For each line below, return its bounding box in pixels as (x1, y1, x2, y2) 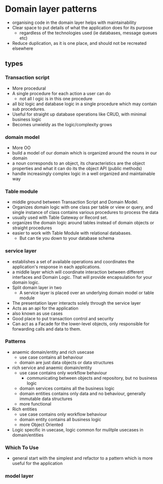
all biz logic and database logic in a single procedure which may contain (12, 101, 157, 107)
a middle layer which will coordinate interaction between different (12, 269, 144, 275)
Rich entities (12, 406, 38, 412)
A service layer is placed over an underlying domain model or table (19, 290, 154, 295)
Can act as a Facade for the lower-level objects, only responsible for (12, 321, 150, 327)
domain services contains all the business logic (19, 385, 115, 391)
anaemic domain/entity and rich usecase (12, 349, 94, 355)
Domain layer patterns (5, 3, 97, 15)
